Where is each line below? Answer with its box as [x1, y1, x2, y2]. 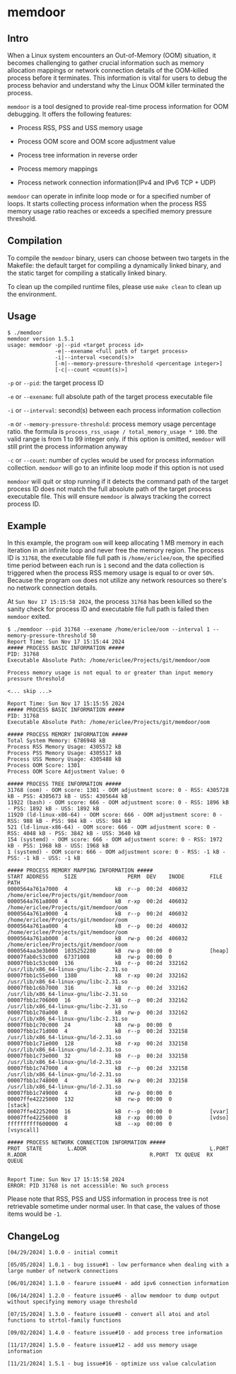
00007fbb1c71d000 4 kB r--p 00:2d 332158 [7, 1028, 189, 1035]
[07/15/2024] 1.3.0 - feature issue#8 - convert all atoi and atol [7, 1311, 211, 1318]
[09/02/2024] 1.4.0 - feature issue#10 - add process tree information [7, 1329, 223, 1337]
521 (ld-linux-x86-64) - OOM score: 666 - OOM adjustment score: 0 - [7, 824, 217, 831]
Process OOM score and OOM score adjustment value [17, 137, 176, 146]
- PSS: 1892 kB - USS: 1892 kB [7, 805, 100, 812]
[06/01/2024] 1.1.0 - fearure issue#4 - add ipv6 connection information [7, 1280, 230, 1287]
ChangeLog [7, 1230, 60, 1242]
